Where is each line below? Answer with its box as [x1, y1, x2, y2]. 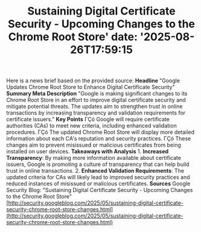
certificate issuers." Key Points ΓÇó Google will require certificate [6, 116, 170, 123]
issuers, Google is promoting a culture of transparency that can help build [6, 161, 190, 168]
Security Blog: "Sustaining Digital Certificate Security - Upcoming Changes [6, 187, 193, 194]
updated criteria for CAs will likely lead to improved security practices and [6, 174, 190, 181]
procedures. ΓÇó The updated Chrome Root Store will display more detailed [6, 128, 195, 136]
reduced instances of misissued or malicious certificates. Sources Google [6, 180, 191, 187]
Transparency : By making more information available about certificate [6, 154, 181, 162]
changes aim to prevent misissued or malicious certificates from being [6, 141, 181, 149]
